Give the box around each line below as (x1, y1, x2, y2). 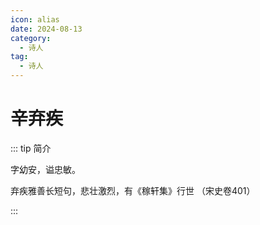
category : (10, 33, 52, 43)
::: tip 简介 (10, 142, 52, 154)
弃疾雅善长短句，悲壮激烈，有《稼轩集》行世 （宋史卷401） (10, 184, 256, 196)
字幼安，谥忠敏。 (10, 163, 81, 175)
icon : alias (10, 14, 60, 25)
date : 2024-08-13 (10, 24, 83, 34)
